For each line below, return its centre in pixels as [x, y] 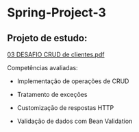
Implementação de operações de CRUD [73, 81]
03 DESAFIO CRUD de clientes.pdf [56, 54]
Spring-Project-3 [56, 13]
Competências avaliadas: [42, 68]
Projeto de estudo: [47, 38]
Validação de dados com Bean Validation [75, 121]
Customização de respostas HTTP [65, 108]
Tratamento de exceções [52, 95]
